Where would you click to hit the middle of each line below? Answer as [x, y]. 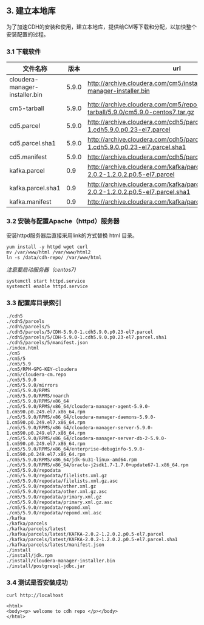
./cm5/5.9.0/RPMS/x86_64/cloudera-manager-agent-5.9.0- [78, 406]
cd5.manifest [28, 157]
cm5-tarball [27, 108]
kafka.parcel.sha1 [35, 188]
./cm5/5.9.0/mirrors [32, 385]
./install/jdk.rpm [29, 555]
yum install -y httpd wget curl [47, 247]
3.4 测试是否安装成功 [37, 582]
